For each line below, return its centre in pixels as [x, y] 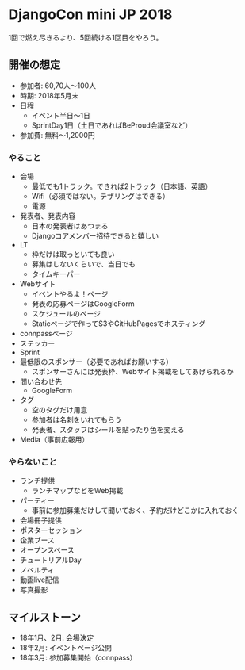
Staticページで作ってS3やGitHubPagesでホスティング [119, 324]
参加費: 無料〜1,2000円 [57, 135]
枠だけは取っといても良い [73, 255]
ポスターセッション [51, 530]
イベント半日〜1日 [61, 115]
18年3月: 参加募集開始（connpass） [78, 658]
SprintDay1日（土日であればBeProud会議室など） [112, 125]
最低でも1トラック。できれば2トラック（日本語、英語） [122, 186]
